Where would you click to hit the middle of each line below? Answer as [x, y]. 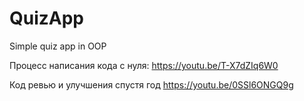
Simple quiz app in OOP [58, 46]
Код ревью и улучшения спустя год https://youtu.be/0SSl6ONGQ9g [151, 84]
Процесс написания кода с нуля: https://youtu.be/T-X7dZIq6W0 [144, 65]
